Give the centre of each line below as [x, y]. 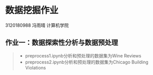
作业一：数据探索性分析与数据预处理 [62, 43]
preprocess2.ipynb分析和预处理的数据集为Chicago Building [87, 62]
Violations [36, 67]
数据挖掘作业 [32, 10]
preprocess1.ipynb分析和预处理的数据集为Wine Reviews [83, 55]
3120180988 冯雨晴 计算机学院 [37, 25]
